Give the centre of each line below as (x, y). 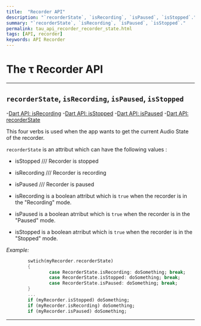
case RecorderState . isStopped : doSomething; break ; (115, 278)
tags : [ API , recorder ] (34, 34)
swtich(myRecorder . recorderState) (71, 261)
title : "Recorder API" (36, 12)
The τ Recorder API (55, 69)
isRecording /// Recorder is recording (60, 172)
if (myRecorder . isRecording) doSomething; (81, 306)
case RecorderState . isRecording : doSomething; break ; (117, 272)
